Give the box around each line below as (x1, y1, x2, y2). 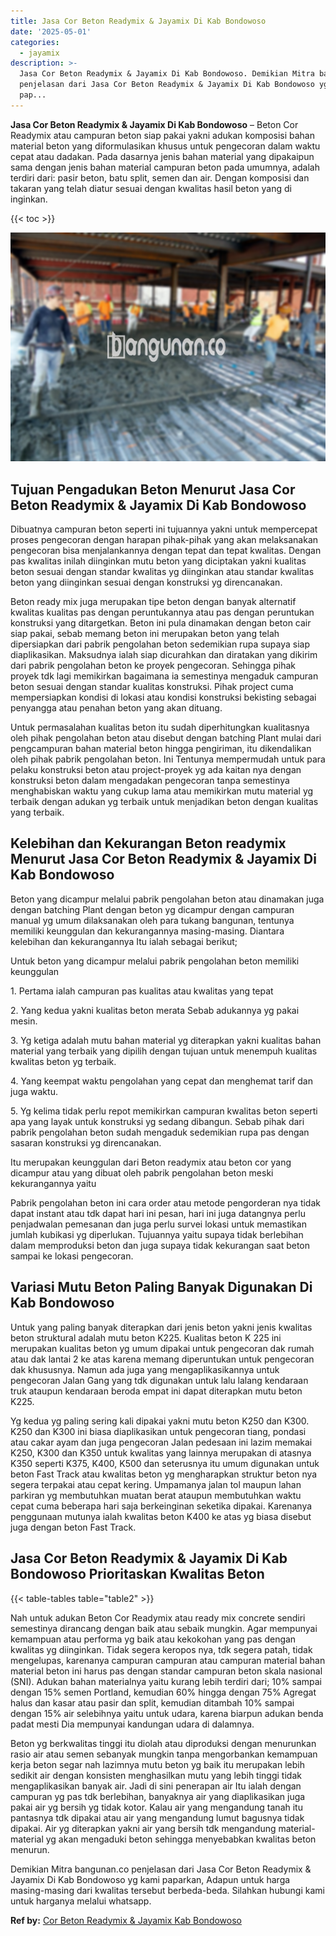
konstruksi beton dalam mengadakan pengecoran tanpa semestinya (10, 775, 290, 787)
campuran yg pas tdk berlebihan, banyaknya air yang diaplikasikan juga (10, 1790, 306, 1802)
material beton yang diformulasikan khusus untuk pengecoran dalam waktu (10, 140, 321, 152)
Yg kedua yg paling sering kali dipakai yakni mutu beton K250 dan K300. (10, 1415, 310, 1427)
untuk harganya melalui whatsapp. (10, 1895, 152, 1907)
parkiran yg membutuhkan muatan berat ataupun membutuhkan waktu (10, 1489, 302, 1501)
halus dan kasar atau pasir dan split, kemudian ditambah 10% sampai (10, 1696, 295, 1709)
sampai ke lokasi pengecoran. (10, 1250, 134, 1262)
